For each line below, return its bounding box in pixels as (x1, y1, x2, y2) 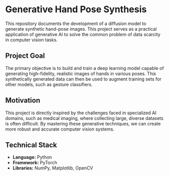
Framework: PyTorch (12, 160, 57, 166)
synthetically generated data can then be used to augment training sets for (5, 76, 161, 82)
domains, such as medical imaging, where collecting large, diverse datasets (5, 115, 164, 121)
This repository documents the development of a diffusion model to (5, 20, 146, 27)
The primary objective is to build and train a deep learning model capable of (5, 65, 164, 71)
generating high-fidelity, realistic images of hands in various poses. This (5, 70, 156, 77)
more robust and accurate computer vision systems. (5, 126, 115, 132)
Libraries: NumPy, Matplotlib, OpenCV (12, 165, 93, 171)
